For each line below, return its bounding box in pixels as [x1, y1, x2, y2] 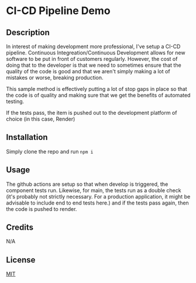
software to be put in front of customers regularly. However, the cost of [6, 56, 178, 62]
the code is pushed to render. [6, 205, 77, 212]
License [6, 255, 36, 265]
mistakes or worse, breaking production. [6, 74, 104, 81]
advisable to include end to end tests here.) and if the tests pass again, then [6, 199, 189, 206]
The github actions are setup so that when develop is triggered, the [6, 180, 169, 187]
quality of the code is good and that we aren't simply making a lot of [6, 68, 171, 74]
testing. [6, 98, 25, 105]
